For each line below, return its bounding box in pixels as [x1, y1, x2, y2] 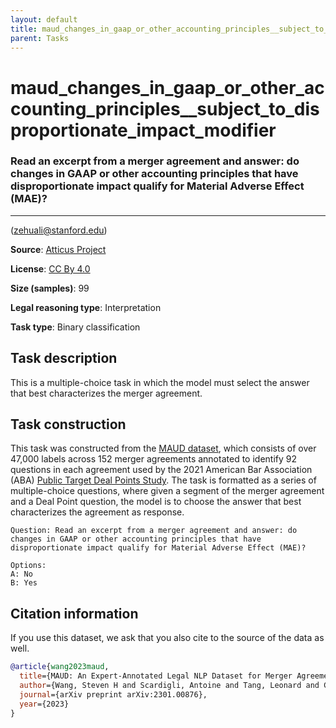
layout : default [10, 14, 78, 25]
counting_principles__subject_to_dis [10, 97, 320, 120]
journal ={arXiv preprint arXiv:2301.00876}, [19, 689, 208, 700]
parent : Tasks [10, 33, 70, 43]
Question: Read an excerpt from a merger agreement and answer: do [10, 526, 298, 536]
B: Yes [10, 578, 38, 588]
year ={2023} [19, 699, 70, 709]
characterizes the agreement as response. [10, 506, 185, 518]
